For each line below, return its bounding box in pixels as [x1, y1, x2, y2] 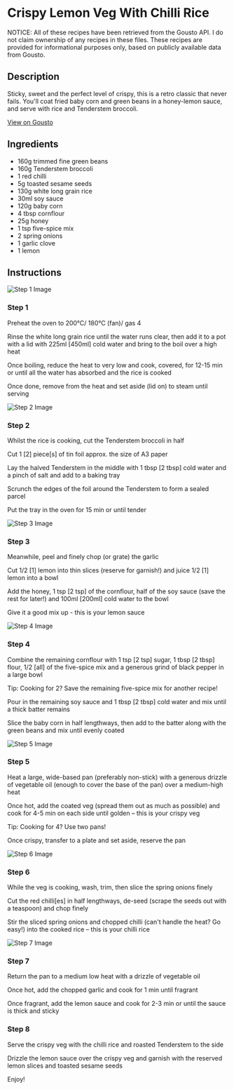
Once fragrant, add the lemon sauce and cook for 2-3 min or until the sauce [7, 1000, 226, 1008]
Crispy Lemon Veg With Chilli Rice [7, 5, 209, 21]
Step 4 [7, 640, 30, 650]
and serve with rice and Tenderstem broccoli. [7, 104, 139, 113]
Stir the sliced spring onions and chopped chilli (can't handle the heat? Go [7, 917, 221, 927]
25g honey [17, 216, 49, 225]
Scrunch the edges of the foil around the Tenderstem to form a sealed [7, 484, 209, 492]
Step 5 [7, 757, 30, 767]
